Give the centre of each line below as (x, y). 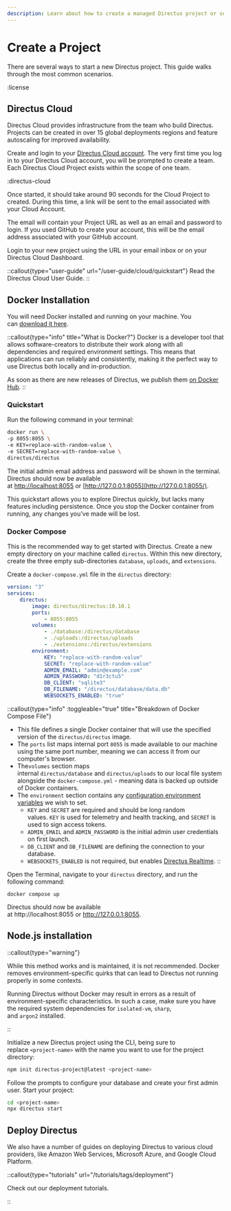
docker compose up (33, 894)
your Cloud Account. (36, 209)
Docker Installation (48, 300)
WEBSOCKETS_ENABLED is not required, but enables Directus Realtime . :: (124, 861)
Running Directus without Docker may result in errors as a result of (101, 994)
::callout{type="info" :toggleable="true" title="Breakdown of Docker (103, 708)
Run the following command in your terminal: (70, 419)
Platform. (20, 1161)
